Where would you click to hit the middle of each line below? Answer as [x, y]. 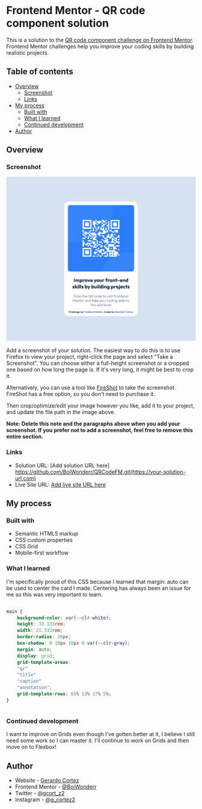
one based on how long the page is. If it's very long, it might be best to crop [100, 370]
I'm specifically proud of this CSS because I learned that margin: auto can [97, 581]
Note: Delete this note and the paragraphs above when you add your [93, 424]
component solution [58, 23]
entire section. [25, 436]
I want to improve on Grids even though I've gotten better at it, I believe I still [101, 734]
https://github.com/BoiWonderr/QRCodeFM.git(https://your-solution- [100, 472]
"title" [26, 675]
